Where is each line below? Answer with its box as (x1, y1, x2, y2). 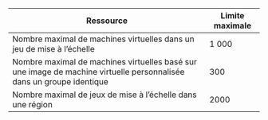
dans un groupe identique (12, 76, 109, 87)
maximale (213, 20, 252, 31)
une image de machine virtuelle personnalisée (12, 67, 185, 77)
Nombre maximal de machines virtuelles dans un (12, 33, 195, 45)
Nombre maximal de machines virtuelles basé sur (12, 56, 197, 67)
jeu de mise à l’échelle (12, 44, 96, 54)
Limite (220, 10, 245, 21)
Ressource (86, 15, 128, 26)
